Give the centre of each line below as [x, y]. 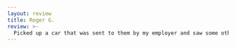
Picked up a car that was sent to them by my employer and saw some [116, 33]
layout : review [29, 13]
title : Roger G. [31, 20]
